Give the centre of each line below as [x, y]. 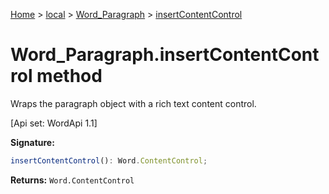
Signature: [32, 142]
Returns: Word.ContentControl [72, 180]
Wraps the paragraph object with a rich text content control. [133, 103]
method [69, 76]
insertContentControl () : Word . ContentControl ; [109, 160]
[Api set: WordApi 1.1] [54, 123]
